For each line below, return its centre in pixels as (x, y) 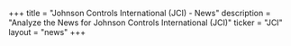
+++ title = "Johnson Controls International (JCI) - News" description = (140, 13)
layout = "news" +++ (47, 32)
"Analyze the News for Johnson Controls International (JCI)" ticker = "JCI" (145, 23)
